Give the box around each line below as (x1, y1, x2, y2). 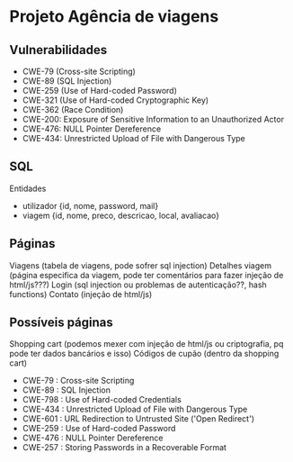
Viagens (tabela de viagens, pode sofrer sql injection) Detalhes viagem (9, 259, 272, 271)
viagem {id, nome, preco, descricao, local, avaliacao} (22, 210, 220, 221)
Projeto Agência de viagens (9, 6, 219, 27)
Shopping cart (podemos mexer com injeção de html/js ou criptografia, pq (9, 339, 284, 349)
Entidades (9, 183, 47, 194)
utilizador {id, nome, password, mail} (22, 200, 159, 211)
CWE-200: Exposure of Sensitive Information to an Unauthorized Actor (22, 114, 285, 124)
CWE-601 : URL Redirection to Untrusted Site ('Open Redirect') (22, 413, 254, 424)
